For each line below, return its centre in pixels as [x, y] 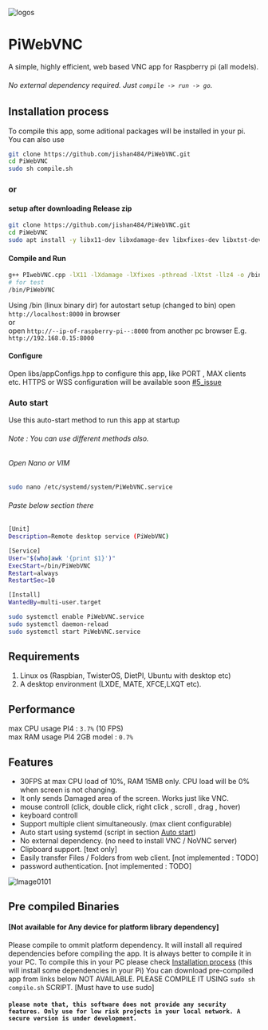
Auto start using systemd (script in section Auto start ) [108, 832]
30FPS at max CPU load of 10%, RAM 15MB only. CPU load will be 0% [135, 782]
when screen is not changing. [69, 790]
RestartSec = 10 [32, 580]
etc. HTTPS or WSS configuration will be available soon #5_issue [115, 382]
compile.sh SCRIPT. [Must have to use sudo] [81, 987]
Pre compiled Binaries [64, 907]
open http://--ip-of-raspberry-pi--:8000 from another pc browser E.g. [128, 331]
